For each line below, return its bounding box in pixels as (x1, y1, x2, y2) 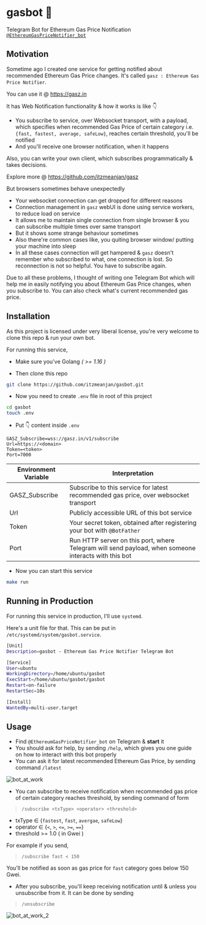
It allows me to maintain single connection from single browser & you (15, 216, 189, 223)
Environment (17, 466, 56, 474)
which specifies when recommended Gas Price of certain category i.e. (15, 123, 194, 131)
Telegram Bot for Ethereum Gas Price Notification (6, 26, 131, 33)
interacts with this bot (69, 551, 132, 560)
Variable (23, 473, 49, 482)
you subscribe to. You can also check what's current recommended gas (6, 286, 188, 294)
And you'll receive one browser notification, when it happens (15, 142, 169, 150)
